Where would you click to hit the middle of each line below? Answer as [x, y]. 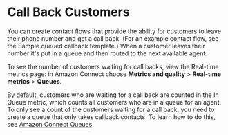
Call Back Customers [68, 12]
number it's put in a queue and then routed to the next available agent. [107, 53]
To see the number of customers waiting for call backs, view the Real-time [113, 66]
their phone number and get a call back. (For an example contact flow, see [113, 38]
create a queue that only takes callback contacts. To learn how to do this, [112, 117]
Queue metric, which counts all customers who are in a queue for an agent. [114, 102]
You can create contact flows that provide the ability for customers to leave [114, 31]
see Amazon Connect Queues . [51, 124]
